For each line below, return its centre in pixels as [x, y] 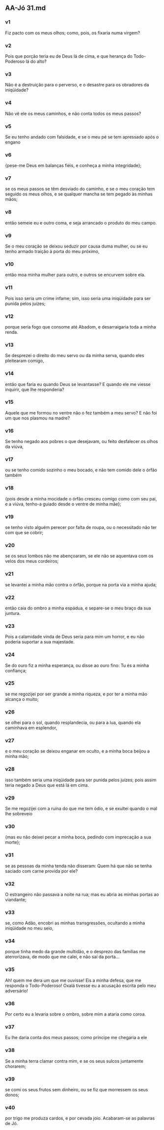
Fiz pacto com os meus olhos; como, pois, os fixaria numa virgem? [73, 33]
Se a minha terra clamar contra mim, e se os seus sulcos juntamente [74, 1061]
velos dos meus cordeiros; [32, 561]
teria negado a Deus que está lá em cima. [47, 785]
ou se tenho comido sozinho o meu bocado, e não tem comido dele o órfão [81, 470]
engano [13, 142]
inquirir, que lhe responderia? [35, 389]
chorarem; [15, 1066]
